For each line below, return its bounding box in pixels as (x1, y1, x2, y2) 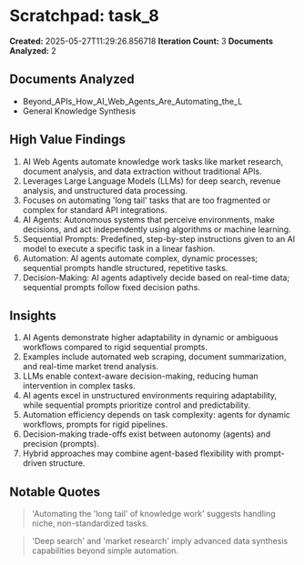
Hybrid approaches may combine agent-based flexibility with (22, 448, 252, 459)
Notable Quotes (9, 484, 101, 499)
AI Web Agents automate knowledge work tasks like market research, (22, 156, 284, 166)
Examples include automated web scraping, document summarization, (22, 351, 287, 362)
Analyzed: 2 (9, 45, 56, 55)
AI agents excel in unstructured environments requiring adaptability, (22, 390, 278, 401)
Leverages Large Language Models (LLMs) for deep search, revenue (22, 175, 281, 187)
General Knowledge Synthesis (22, 106, 137, 116)
